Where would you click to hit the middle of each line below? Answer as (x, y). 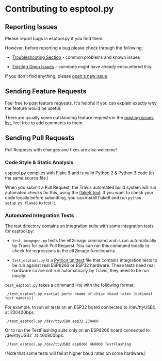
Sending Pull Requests (40, 138)
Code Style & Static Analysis (39, 162)
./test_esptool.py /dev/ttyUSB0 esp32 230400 (52, 321)
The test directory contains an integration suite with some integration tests (79, 226)
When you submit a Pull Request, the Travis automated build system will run (81, 187)
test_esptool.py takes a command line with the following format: (70, 285)
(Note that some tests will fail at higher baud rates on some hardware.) (75, 353)
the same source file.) (27, 178)
